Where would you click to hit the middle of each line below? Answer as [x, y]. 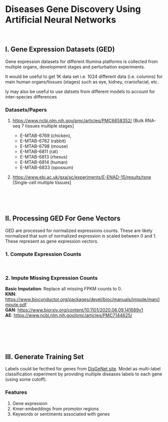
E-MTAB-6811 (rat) [39, 151]
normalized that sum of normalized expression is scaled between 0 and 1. [81, 235]
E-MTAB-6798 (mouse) [44, 146]
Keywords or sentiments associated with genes [61, 414]
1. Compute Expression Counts [43, 254]
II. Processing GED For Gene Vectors [63, 218]
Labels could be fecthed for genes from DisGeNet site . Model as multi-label [83, 369]
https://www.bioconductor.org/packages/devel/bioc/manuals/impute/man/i [82, 299]
